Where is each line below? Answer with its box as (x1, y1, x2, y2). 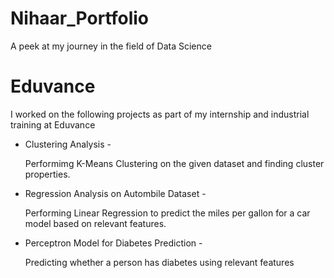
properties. (24, 168, 71, 180)
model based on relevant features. (24, 217, 167, 229)
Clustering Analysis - (24, 138, 112, 150)
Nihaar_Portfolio (10, 7, 149, 30)
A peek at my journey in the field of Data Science (10, 40, 212, 52)
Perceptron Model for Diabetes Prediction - (24, 237, 203, 249)
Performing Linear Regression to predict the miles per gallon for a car (24, 207, 311, 219)
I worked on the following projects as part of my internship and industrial (10, 108, 310, 120)
